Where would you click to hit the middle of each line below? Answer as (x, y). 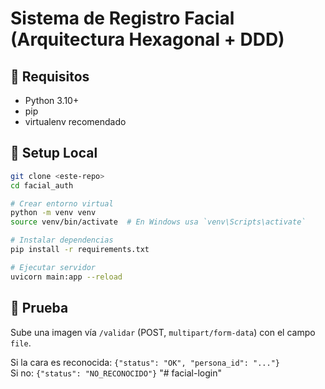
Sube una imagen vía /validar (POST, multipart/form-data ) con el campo (163, 332)
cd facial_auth (42, 185)
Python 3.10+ (52, 100)
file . (21, 343)
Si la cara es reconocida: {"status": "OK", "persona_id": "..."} (145, 362)
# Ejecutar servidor (53, 267)
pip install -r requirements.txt (80, 250)
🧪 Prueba (39, 308)
